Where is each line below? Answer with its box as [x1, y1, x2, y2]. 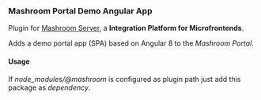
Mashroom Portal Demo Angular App [8, 6, 153, 17]
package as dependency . [8, 83, 91, 92]
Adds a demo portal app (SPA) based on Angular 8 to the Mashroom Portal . [8, 39, 255, 48]
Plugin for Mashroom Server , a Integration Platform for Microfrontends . [8, 24, 244, 33]
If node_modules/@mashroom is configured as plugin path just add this [8, 74, 241, 83]
